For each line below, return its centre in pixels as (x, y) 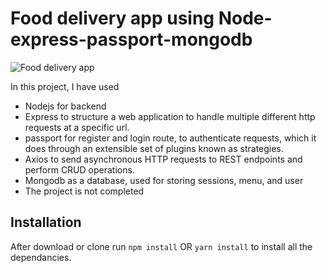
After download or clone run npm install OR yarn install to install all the (161, 246)
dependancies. (41, 257)
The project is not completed (84, 191)
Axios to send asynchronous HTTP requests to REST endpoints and (163, 159)
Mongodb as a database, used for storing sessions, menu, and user (164, 180)
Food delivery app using (112, 18)
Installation (46, 222)
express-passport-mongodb (131, 39)
